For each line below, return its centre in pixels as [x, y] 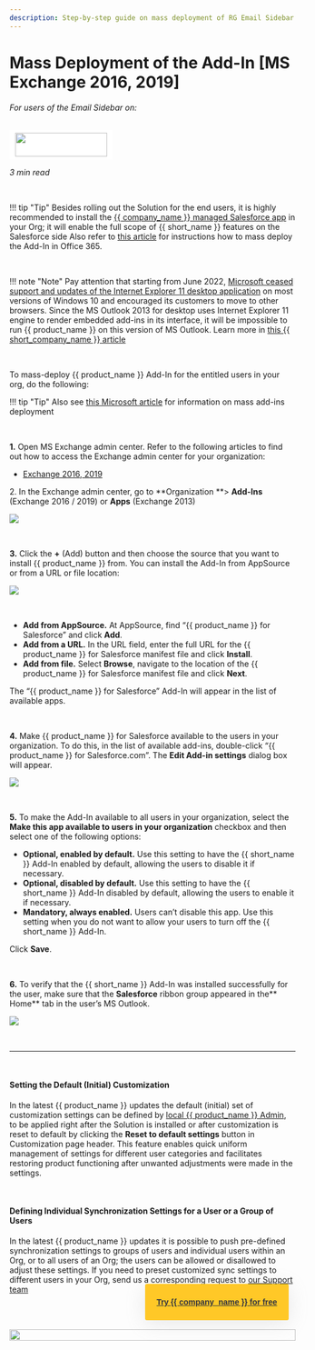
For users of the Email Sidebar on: [74, 107]
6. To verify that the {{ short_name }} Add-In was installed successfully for [149, 984]
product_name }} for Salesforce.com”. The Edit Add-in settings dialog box [148, 755]
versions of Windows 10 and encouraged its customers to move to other [144, 300]
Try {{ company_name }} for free [217, 1302]
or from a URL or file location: [64, 573]
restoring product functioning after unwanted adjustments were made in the [151, 1163]
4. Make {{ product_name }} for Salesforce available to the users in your [144, 735]
